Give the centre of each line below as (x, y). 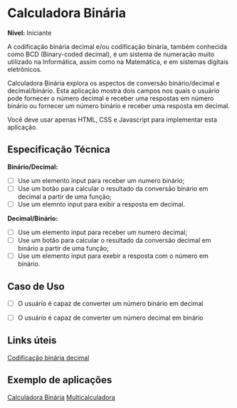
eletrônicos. (25, 69)
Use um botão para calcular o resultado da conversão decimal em (114, 240)
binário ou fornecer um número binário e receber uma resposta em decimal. (118, 105)
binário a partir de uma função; (63, 249)
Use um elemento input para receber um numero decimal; (102, 232)
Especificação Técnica (59, 150)
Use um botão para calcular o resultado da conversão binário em (113, 188)
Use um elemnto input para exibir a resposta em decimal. (101, 204)
